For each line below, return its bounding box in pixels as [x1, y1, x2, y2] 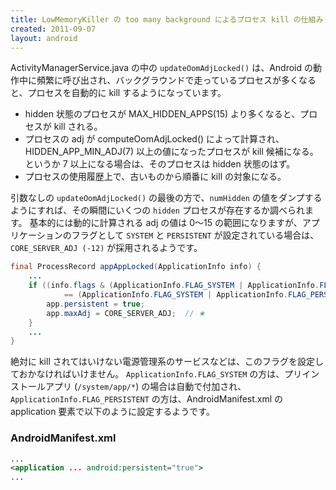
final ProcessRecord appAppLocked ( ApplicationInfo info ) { [10, 262, 262, 272]
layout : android [10, 33, 78, 43]
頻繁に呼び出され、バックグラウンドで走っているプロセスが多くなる [36, 74, 317, 86]
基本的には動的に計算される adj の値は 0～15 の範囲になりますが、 [29, 217, 303, 229]
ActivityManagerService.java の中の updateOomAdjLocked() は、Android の [10, 62, 313, 74]
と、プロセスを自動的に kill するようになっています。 [10, 87, 227, 99]
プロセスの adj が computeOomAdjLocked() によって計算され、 [24, 133, 285, 145]
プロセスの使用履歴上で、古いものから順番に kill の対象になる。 [24, 171, 287, 183]
